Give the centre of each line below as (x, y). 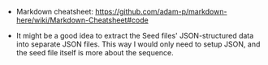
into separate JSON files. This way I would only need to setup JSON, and (138, 44)
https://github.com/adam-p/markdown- (161, 12)
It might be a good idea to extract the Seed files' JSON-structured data (135, 36)
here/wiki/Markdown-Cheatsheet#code (82, 20)
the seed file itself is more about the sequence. (95, 53)
